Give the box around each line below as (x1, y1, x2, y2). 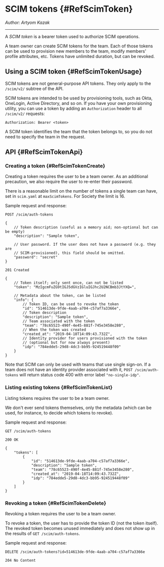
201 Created (5, 268, 29, 273)
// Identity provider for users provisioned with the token (22, 336, 147, 341)
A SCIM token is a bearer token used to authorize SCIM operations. (5, 33, 140, 39)
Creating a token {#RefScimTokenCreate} (5, 162, 105, 169)
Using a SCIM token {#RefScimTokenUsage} (5, 67, 143, 76)
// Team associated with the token (22, 319, 95, 324)
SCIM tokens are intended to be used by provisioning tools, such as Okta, (5, 95, 153, 101)
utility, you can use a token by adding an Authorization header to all (5, 105, 142, 111)
